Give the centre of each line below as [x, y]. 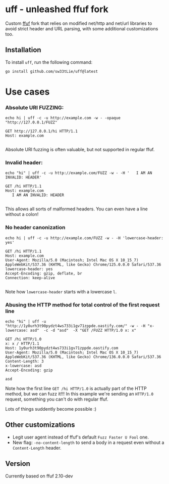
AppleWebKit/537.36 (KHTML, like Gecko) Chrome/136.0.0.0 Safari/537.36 [83, 357]
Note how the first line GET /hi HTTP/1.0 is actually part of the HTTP [76, 388]
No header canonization [35, 228]
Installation [23, 50]
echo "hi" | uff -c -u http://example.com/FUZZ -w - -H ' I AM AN [79, 173]
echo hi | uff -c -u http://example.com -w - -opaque [63, 118]
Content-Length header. [37, 448]
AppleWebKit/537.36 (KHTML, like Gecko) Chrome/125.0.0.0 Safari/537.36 [83, 265]
